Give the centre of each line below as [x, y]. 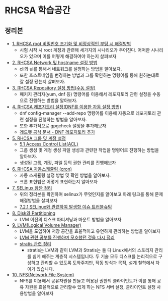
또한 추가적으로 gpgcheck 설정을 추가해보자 [63, 126]
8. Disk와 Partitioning [34, 213]
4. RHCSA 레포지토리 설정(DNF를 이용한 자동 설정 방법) [67, 107]
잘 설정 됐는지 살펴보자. [43, 82]
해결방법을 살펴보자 [38, 200]
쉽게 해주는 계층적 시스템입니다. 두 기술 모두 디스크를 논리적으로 [95, 256]
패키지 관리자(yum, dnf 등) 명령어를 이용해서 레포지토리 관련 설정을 [85, 94]
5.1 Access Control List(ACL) [49, 144]
